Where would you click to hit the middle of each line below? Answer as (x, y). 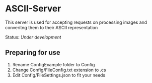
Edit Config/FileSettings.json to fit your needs (59, 75)
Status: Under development (33, 37)
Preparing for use (33, 53)
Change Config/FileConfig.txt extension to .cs (59, 70)
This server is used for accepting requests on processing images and (76, 22)
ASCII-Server (33, 9)
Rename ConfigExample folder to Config (54, 64)
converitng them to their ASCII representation (52, 27)
